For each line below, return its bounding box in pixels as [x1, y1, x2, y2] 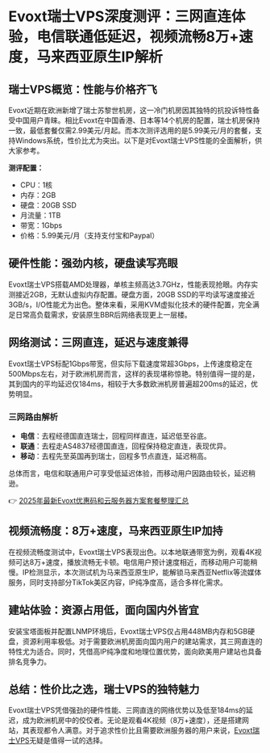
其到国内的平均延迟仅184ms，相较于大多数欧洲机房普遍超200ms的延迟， [8, 379, 251, 389]
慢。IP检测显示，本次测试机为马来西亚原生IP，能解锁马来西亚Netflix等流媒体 [8, 567, 262, 577]
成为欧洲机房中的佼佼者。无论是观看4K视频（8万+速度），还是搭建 [22, 716, 243, 726]
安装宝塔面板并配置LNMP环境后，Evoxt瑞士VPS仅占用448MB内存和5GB [8, 626, 248, 636]
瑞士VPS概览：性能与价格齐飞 [8, 82, 158, 96]
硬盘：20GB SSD [19, 200, 77, 210]
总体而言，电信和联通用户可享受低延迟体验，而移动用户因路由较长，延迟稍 [8, 468, 255, 477]
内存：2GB [19, 191, 56, 200]
